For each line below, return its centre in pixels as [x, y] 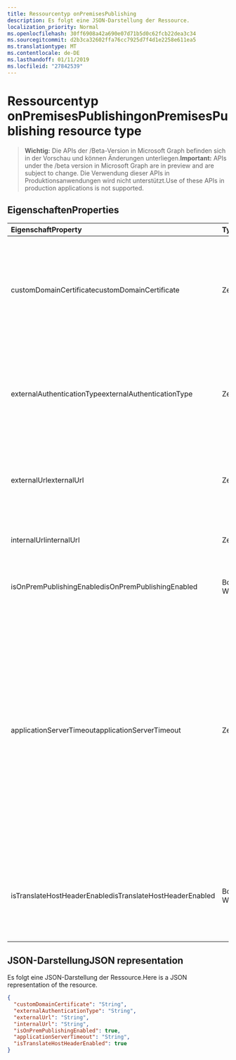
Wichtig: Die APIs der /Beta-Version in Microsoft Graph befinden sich [125, 150]
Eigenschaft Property [46, 230]
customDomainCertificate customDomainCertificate [96, 290]
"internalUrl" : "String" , [52, 1024]
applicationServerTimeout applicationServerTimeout [96, 730]
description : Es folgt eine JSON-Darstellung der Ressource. [99, 20]
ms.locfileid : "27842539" [45, 66]
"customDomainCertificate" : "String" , [71, 1004]
